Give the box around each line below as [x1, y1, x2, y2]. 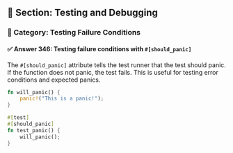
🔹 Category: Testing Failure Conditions [7, 28, 141, 37]
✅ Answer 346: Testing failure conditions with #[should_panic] [7, 44, 192, 53]
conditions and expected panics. [7, 75, 101, 84]
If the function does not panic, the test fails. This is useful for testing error [7, 68, 219, 76]
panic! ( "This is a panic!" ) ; [19, 95, 104, 102]
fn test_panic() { [7, 127, 61, 134]
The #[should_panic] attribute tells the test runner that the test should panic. [7, 60, 226, 69]
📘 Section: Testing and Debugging [7, 7, 159, 19]
